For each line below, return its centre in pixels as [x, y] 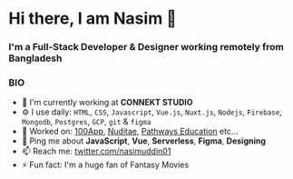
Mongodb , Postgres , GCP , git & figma [86, 122]
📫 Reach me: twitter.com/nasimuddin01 [96, 151]
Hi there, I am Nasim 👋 [93, 19]
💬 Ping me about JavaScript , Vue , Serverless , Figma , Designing [144, 141]
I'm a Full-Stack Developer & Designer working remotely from [146, 47]
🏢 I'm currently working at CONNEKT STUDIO [107, 103]
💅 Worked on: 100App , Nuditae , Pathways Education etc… [130, 132]
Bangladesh [35, 58]
